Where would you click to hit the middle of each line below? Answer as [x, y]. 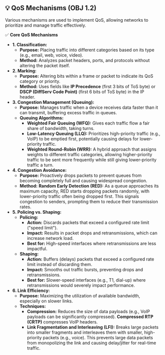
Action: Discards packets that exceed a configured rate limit [88, 222]
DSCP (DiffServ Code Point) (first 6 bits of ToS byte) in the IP [82, 92]
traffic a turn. [40, 165]
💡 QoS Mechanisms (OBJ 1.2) [51, 8]
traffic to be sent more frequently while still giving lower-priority [92, 160]
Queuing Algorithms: [42, 118]
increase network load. [50, 238]
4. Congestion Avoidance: [39, 170]
